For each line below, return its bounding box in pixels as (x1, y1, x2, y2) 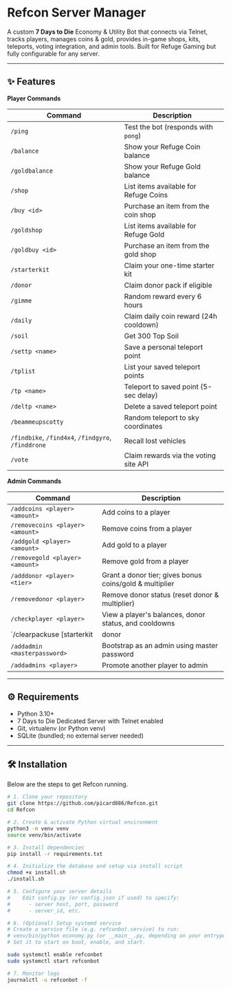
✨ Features (7, 76, 56, 87)
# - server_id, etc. (7, 907, 81, 914)
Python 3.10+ (16, 709, 55, 718)
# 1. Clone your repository (7, 793, 88, 801)
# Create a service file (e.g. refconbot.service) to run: (7, 926, 180, 933)
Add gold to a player (102, 540, 167, 550)
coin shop (124, 210, 156, 219)
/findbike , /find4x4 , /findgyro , (10, 432, 112, 442)
